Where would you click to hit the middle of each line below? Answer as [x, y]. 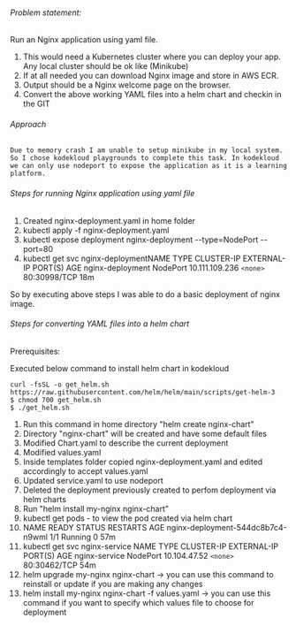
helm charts [45, 499]
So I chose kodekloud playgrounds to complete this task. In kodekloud [144, 158]
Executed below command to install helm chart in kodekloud [120, 368]
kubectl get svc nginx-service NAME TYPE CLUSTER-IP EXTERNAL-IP [151, 546]
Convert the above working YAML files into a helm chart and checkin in [152, 95]
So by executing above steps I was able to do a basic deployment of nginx [145, 294]
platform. [28, 174]
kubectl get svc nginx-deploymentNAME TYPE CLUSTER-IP [132, 258]
